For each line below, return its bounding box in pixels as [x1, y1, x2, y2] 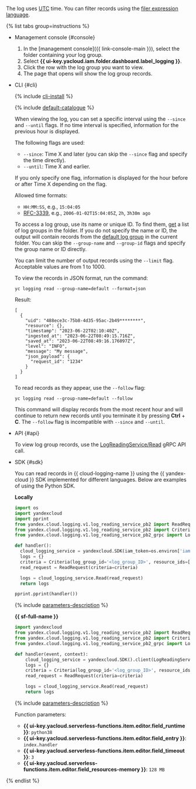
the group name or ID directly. [14, 246, 87, 252]
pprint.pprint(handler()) [14, 591, 78, 597]
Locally [14, 494, 33, 500]
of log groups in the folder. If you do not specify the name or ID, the [14, 227, 177, 234]
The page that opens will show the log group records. [23, 70, 153, 77]
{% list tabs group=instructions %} [6, 23, 90, 29]
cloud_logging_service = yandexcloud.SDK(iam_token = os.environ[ [20, 548, 180, 554]
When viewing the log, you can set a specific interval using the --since [14, 115, 186, 122]
